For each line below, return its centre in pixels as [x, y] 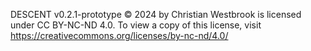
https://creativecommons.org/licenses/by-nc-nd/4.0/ [119, 35]
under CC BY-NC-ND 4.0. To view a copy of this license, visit [136, 25]
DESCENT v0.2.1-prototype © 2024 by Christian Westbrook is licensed [156, 14]
